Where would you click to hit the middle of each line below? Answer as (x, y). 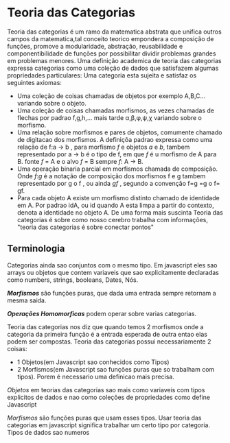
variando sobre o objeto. (52, 103)
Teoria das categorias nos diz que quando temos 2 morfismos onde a (105, 326)
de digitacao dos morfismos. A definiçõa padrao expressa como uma (115, 139)
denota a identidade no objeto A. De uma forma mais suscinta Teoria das (120, 212)
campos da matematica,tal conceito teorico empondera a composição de (111, 38)
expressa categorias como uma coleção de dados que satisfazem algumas (113, 68)
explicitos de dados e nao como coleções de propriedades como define (109, 397)
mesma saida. (27, 300)
